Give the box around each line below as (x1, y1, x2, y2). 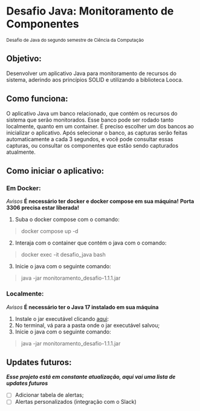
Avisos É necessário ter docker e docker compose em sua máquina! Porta (6, 198, 195, 205)
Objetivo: (6, 53, 42, 64)
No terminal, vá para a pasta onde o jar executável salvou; (15, 321, 160, 329)
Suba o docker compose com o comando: (15, 216, 120, 223)
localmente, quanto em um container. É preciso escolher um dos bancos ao (6, 122, 195, 130)
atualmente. (6, 148, 36, 156)
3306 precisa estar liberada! (6, 204, 80, 211)
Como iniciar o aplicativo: (6, 165, 105, 176)
